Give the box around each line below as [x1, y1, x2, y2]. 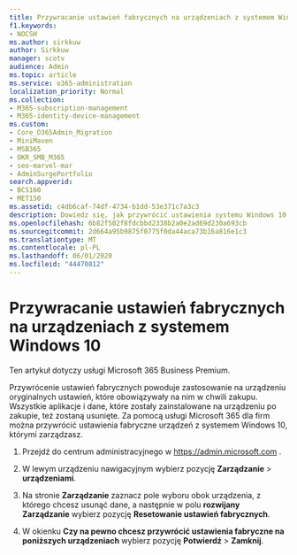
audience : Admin [9, 63, 69, 72]
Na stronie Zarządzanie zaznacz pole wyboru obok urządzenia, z [21, 489, 262, 500]
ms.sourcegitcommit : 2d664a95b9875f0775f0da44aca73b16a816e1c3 [9, 227, 247, 235]
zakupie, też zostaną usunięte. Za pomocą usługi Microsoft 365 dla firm [9, 410, 270, 420]
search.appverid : [9, 178, 73, 187]
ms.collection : [9, 95, 65, 104]
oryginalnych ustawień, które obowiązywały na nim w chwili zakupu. [9, 391, 258, 402]
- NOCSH [9, 29, 38, 38]
